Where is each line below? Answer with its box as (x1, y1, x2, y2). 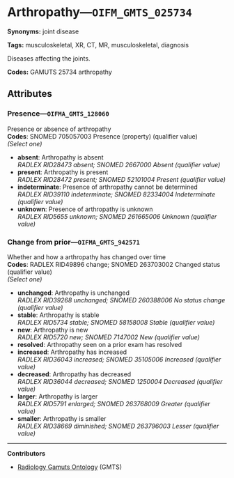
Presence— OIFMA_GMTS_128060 (7, 109, 109, 118)
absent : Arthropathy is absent (17, 153, 104, 161)
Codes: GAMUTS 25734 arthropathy (7, 68, 113, 76)
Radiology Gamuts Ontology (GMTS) (17, 463, 123, 471)
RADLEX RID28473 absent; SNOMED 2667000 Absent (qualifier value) (17, 160, 221, 169)
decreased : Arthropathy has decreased (17, 370, 132, 378)
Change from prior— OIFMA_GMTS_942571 (7, 237, 141, 247)
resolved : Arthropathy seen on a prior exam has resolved (17, 340, 182, 348)
